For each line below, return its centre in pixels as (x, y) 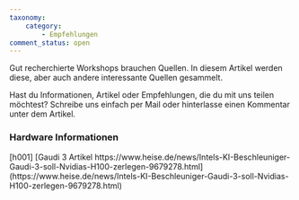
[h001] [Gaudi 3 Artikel (51, 157)
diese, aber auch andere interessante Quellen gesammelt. (116, 78)
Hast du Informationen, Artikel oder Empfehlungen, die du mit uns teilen (142, 95)
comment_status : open (50, 43)
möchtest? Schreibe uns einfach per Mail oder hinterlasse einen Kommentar (149, 105)
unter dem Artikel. (43, 114)
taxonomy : (28, 17)
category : (44, 26)
